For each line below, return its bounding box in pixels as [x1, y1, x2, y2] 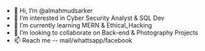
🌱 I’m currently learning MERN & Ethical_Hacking [13, 21, 153, 29]
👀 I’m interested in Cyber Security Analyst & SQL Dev [13, 14, 165, 22]
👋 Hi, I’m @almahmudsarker [13, 7, 93, 14]
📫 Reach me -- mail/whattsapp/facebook [13, 37, 133, 44]
